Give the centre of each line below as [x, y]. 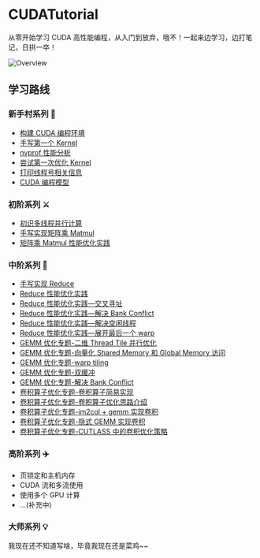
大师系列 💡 [28, 527]
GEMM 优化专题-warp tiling [64, 363]
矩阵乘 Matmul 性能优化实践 [65, 243]
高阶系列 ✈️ [29, 454]
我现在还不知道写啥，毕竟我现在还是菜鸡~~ [78, 545]
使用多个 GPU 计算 [50, 495]
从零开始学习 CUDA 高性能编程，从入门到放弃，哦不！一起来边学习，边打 [127, 37]
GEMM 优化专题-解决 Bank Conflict [76, 382]
